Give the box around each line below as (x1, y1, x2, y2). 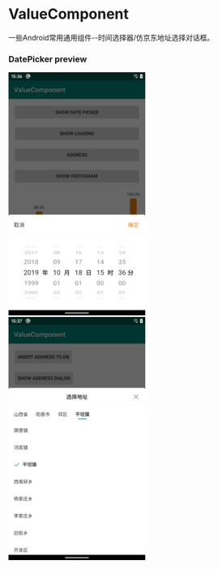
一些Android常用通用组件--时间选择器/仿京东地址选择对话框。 (8, 32, 215, 42)
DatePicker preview (8, 53, 88, 65)
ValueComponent (8, 5, 130, 24)
